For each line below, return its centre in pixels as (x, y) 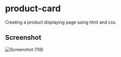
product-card (33, 9)
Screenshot (23, 38)
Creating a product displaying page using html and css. (61, 22)
